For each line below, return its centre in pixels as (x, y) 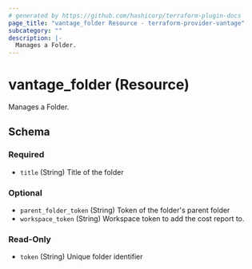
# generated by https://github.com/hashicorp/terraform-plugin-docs (125, 16)
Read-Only (30, 239)
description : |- (35, 38)
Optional (25, 192)
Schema (29, 132)
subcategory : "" (35, 30)
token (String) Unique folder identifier (81, 257)
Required (26, 155)
